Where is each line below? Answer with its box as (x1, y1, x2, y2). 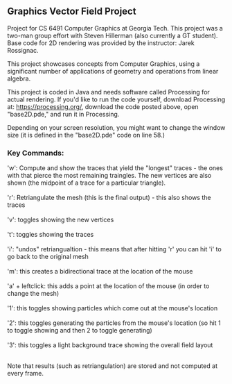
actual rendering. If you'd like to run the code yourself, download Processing (7, 95, 226, 103)
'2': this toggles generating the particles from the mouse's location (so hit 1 (7, 319, 221, 327)
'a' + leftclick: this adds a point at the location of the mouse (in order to (7, 282, 210, 290)
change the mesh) (7, 290, 60, 298)
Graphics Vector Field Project (7, 6, 136, 17)
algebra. (7, 74, 31, 83)
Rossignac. (7, 46, 39, 54)
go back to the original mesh (7, 253, 89, 261)
